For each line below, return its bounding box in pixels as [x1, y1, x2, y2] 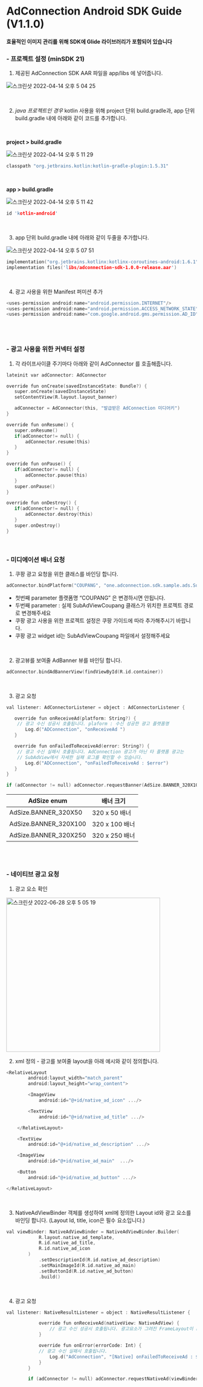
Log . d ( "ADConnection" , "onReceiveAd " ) [25, 726, 126, 733]
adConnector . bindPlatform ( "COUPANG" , [6, 582, 101, 589]
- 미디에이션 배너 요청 [6, 555, 65, 564]
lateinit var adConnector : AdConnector [6, 372, 107, 378]
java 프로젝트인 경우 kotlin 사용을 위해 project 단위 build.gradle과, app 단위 [14, 107, 195, 115]
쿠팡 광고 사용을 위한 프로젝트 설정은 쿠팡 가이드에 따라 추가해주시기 [14, 617, 175, 624]
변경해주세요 [21, 609, 51, 617]
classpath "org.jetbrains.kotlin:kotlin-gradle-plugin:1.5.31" [6, 163, 169, 169]
